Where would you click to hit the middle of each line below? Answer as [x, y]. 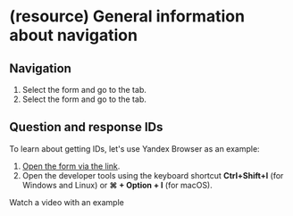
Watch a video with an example [67, 202]
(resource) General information [127, 17]
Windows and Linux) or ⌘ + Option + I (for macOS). [117, 185]
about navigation [74, 35]
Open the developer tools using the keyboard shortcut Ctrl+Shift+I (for [153, 175]
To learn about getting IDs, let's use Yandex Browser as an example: [135, 148]
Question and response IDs [86, 127]
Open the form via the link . [71, 166]
